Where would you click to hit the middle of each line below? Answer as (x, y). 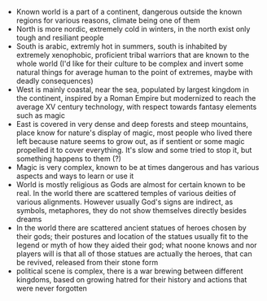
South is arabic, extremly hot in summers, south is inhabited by (122, 46)
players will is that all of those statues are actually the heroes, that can (134, 254)
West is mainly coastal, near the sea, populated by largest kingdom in (133, 89)
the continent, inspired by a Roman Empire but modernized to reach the (136, 98)
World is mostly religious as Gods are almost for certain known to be (131, 185)
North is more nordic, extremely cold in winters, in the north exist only (133, 29)
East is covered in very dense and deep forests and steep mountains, (132, 124)
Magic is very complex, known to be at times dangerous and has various (138, 167)
